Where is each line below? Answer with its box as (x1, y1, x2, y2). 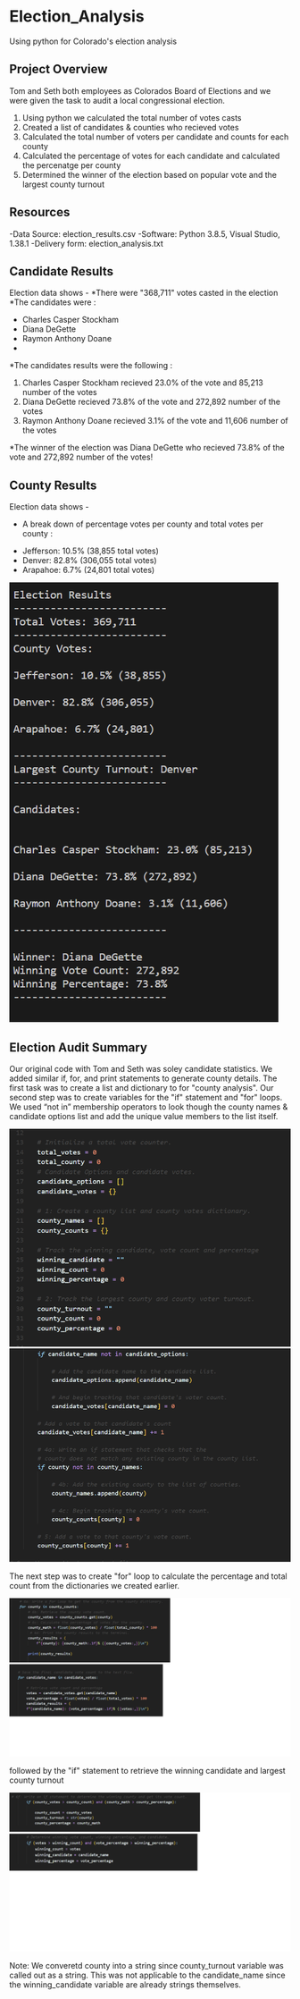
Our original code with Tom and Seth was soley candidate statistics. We (9, 1064, 273, 1074)
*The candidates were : (9, 297, 96, 308)
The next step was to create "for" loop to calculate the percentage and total (9, 1571, 287, 1581)
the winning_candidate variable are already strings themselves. (9, 1978, 241, 1990)
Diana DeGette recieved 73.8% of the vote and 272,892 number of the (21, 396, 281, 408)
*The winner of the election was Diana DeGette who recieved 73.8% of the (9, 443, 285, 453)
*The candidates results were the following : (9, 360, 173, 371)
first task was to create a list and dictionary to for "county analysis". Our (9, 1083, 274, 1092)
